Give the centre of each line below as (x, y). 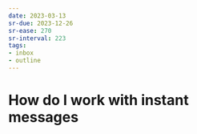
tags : (17, 46)
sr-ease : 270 (30, 30)
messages (43, 118)
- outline (25, 61)
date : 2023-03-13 (37, 16)
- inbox (21, 53)
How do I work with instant (99, 100)
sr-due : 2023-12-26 (41, 23)
